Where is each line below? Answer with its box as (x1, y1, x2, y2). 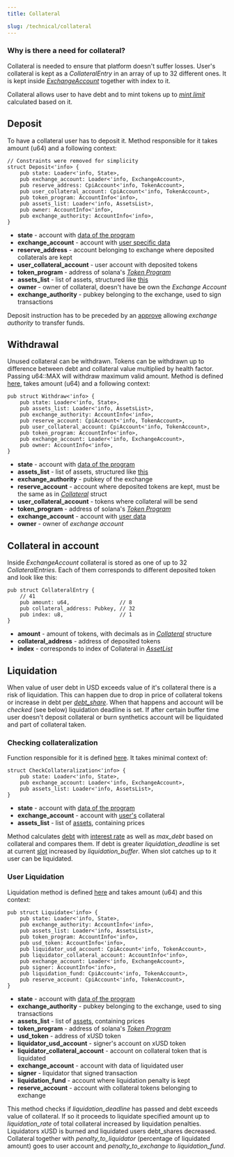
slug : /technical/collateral (7, 22, 92, 30)
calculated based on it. (7, 97, 73, 105)
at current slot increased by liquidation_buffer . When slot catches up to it (7, 847, 217, 856)
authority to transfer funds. (7, 319, 85, 327)
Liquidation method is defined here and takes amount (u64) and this (7, 888, 203, 896)
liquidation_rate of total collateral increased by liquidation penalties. (7, 1119, 202, 1128)
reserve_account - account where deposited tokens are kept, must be (17, 483, 220, 491)
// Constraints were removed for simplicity (7, 157, 139, 164)
